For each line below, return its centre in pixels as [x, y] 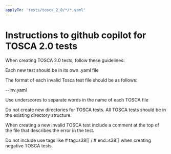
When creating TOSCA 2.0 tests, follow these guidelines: [65, 60]
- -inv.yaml [16, 90]
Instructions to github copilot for [76, 35]
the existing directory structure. [38, 115]
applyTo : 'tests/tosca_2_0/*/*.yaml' [46, 10]
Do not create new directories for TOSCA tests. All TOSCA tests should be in [86, 110]
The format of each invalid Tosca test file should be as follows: [71, 80]
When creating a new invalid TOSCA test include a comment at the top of [82, 125]
